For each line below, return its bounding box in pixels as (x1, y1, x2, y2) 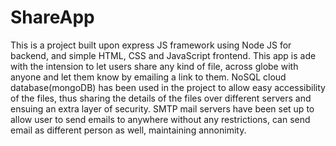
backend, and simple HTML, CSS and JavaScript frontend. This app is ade (10, 49, 317, 61)
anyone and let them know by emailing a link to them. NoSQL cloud (10, 71, 287, 83)
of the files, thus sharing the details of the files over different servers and (10, 92, 312, 104)
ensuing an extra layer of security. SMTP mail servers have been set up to (10, 102, 315, 115)
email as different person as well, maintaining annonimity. (10, 124, 247, 136)
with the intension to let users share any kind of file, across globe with (10, 60, 299, 72)
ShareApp (10, 6, 95, 29)
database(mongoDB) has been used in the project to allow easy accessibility (10, 81, 326, 93)
